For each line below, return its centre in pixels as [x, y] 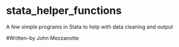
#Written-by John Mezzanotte [43, 38]
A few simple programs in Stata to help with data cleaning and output [89, 27]
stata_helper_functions [64, 11]
